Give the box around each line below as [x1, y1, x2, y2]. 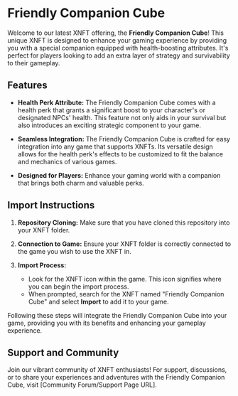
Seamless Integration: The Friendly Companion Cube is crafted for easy [17, 134, 231, 143]
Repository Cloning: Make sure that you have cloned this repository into [17, 218, 230, 227]
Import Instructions [7, 199, 95, 211]
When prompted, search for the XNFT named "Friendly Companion [28, 289, 225, 298]
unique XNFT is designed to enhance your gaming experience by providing [7, 36, 227, 44]
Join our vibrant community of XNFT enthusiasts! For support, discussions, [7, 365, 227, 374]
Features [7, 80, 48, 92]
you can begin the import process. [28, 282, 129, 291]
